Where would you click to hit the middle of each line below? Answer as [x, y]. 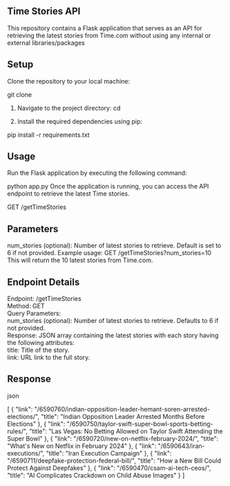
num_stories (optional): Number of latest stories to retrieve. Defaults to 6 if [113, 321]
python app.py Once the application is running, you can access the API [108, 187]
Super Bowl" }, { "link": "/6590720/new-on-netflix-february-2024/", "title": [113, 438]
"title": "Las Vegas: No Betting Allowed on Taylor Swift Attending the [126, 431]
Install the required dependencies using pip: [80, 121]
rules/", [17, 431]
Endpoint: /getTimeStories [44, 299]
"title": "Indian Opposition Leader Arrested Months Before [123, 416]
